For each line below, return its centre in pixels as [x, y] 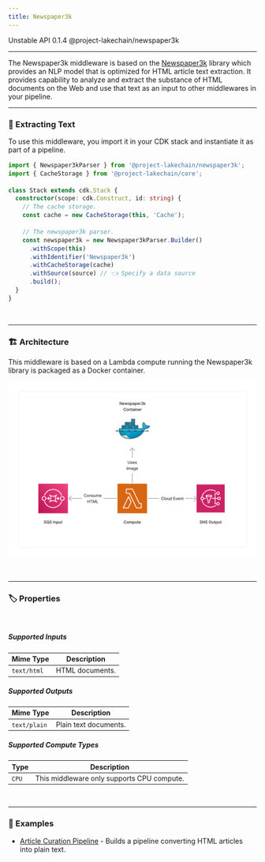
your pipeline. [30, 96]
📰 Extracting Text [42, 124]
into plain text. [43, 849]
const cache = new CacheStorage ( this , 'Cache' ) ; [104, 215]
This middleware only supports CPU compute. [110, 778]
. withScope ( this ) [58, 249]
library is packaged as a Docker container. [77, 370]
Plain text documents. [91, 724]
